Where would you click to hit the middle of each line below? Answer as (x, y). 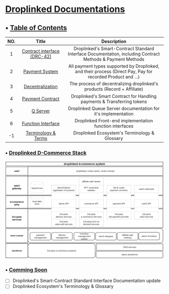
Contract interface (41, 51)
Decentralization (41, 86)
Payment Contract (41, 99)
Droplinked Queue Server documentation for (114, 108)
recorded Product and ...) (114, 77)
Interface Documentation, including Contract (114, 54)
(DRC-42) (41, 57)
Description (114, 41)
